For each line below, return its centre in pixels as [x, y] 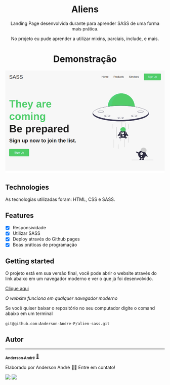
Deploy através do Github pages [46, 239]
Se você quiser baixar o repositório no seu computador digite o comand [80, 308]
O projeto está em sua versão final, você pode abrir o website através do [81, 273]
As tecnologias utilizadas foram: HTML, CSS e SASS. [60, 199]
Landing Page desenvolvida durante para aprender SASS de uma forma [85, 23]
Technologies [27, 187]
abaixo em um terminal [29, 313]
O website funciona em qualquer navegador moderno [61, 298]
